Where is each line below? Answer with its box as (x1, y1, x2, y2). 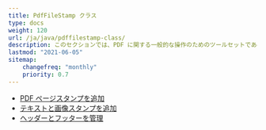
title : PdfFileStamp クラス (8, 11, 97, 20)
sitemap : (8, 56, 37, 64)
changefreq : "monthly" (22, 63, 97, 71)
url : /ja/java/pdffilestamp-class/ (8, 33, 126, 42)
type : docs (8, 19, 44, 27)
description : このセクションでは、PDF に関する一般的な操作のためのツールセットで (8, 41, 252, 49)
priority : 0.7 (22, 71, 69, 78)
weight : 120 (8, 26, 47, 34)
